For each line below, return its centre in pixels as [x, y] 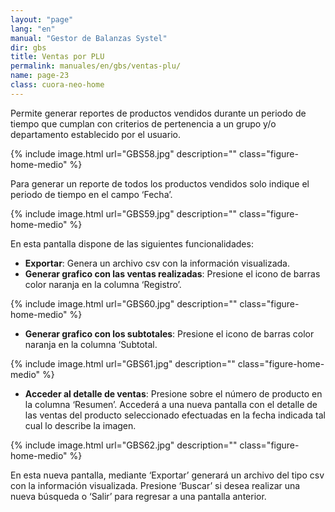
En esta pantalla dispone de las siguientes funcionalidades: [132, 243]
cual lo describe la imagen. [80, 425]
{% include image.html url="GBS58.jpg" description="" [124, 153]
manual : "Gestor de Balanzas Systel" [89, 38]
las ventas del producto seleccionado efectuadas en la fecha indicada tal [175, 415]
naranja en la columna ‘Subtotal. [91, 344]
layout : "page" [42, 19]
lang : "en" [33, 29]
